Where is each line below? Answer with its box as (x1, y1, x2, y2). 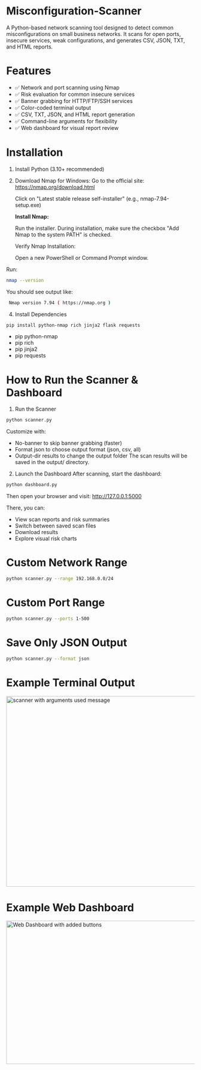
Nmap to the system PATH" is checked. (14, 231, 112, 238)
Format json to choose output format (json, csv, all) (14, 446, 141, 453)
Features (6, 64, 51, 78)
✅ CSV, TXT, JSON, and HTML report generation (14, 111, 135, 118)
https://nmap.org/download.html (14, 183, 95, 190)
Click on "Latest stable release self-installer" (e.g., (14, 195, 139, 202)
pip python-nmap (14, 333, 58, 340)
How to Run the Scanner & (6, 373, 139, 387)
